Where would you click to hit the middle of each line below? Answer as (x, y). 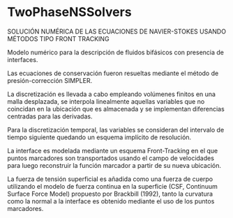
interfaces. (23, 59)
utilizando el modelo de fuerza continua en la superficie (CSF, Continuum (112, 186)
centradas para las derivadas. (50, 116)
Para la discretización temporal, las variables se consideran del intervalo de (116, 130)
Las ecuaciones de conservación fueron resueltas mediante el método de (113, 73)
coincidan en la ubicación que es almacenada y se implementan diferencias (116, 109)
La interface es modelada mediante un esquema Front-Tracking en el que (113, 150)
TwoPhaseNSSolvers (69, 12)
